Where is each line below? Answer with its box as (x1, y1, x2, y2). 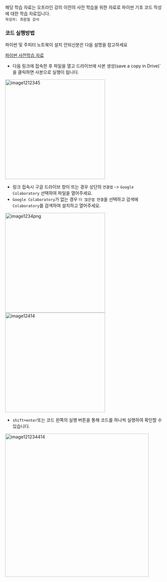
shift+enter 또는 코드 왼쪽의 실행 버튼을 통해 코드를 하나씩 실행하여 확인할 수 (12, 417, 162, 423)
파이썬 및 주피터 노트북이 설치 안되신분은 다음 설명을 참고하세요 (5, 42, 128, 48)
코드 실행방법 (5, 29, 35, 36)
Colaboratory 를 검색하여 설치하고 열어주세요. (12, 202, 101, 208)
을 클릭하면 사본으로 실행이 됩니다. (12, 69, 79, 75)
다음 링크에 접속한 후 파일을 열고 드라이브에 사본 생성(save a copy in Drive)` (12, 63, 161, 69)
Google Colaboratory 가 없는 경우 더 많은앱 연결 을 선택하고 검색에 (12, 196, 139, 202)
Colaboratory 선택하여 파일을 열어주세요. (12, 190, 93, 196)
